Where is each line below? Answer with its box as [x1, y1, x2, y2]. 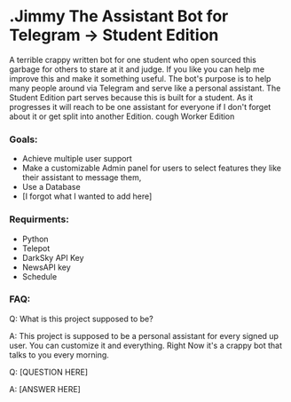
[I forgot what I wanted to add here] [21, 191, 153, 201]
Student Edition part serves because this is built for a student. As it [9, 91, 254, 103]
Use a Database [21, 182, 82, 193]
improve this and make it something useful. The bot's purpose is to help [9, 73, 271, 83]
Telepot [21, 242, 51, 254]
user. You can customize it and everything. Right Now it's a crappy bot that [9, 340, 282, 351]
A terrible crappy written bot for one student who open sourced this [9, 54, 257, 65]
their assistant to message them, [21, 172, 142, 183]
